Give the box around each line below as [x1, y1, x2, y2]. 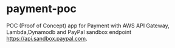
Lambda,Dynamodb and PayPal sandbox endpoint [6, 28, 132, 35]
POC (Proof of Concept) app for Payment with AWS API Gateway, [6, 22, 170, 29]
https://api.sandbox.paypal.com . [6, 35, 87, 42]
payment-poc [6, 2, 77, 16]
